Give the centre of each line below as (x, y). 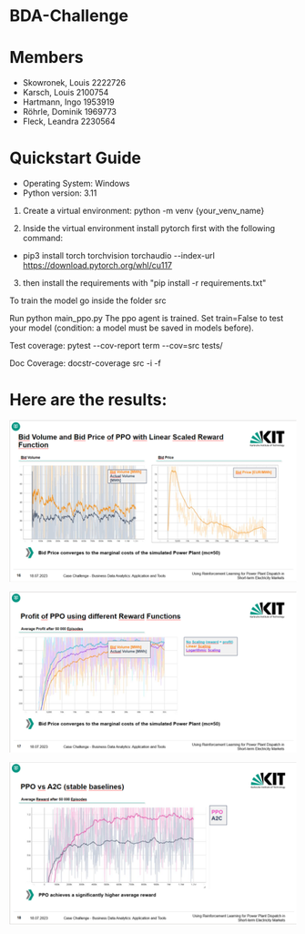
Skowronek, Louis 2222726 (74, 83)
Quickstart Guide (76, 158)
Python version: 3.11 (60, 193)
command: (43, 239)
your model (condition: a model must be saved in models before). (132, 328)
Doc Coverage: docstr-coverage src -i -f (85, 363)
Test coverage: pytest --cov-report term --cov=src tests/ (116, 346)
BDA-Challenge (69, 16)
